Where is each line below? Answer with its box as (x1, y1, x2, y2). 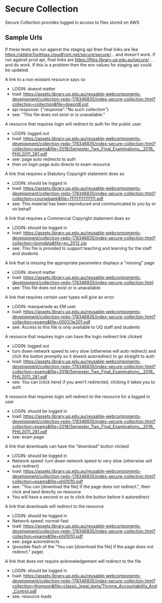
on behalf (12, 206, 31, 212)
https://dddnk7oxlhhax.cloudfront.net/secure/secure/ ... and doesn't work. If (5, 51, 156, 57)
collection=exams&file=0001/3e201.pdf (12, 319, 90, 325)
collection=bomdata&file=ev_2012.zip (12, 240, 87, 246)
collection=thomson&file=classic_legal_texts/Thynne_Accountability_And (12, 583, 157, 589)
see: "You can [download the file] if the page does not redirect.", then (12, 484, 150, 489)
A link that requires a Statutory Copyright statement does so (5, 171, 125, 177)
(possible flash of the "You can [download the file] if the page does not (12, 543, 154, 549)
